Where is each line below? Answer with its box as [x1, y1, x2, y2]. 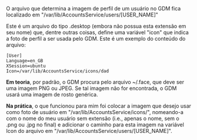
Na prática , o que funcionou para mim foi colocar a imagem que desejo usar [6, 102, 192, 109]
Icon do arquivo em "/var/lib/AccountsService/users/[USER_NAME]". [6, 128, 172, 134]
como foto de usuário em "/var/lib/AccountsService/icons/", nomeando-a [6, 109, 184, 115]
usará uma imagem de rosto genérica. [6, 91, 98, 98]
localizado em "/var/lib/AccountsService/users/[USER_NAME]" [6, 11, 159, 18]
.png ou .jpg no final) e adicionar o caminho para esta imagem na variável [6, 121, 184, 128]
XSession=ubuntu [6, 63, 46, 69]
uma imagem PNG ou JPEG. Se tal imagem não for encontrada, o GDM [6, 85, 178, 92]
